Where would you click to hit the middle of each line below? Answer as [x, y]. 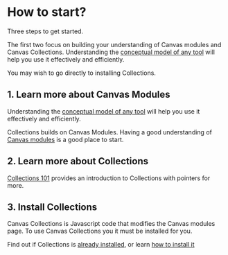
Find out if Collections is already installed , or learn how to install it [101, 245]
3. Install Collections [52, 207]
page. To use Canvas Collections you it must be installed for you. [100, 231]
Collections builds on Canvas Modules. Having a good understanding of [110, 132]
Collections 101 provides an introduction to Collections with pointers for [109, 178]
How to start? [47, 12]
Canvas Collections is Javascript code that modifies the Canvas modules [111, 224]
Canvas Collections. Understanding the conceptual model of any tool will [111, 52]
